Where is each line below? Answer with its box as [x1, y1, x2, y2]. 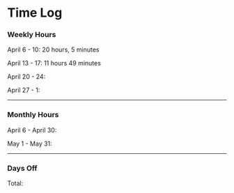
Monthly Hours [7, 110, 59, 120]
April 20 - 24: [7, 72, 46, 81]
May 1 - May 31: [7, 139, 52, 148]
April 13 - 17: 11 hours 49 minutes [7, 59, 101, 68]
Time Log [7, 5, 63, 21]
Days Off [7, 163, 38, 173]
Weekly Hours [7, 30, 56, 40]
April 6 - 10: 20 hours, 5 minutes [7, 45, 100, 54]
